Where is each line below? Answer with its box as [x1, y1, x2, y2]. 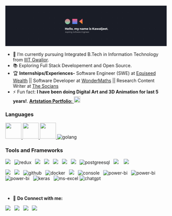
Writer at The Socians [12, 83, 59, 89]
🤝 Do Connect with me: [12, 195, 63, 201]
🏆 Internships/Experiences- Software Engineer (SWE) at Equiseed [12, 70, 156, 76]
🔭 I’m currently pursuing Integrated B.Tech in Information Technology [12, 51, 159, 57]
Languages [5, 111, 34, 118]
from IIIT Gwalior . [12, 57, 50, 63]
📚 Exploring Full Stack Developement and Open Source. [12, 63, 132, 68]
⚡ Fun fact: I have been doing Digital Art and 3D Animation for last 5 [12, 89, 159, 95]
